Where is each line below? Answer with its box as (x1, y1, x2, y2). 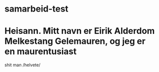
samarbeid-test (4, 3, 69, 14)
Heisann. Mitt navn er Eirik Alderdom (4, 26, 155, 37)
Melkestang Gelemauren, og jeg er (4, 36, 146, 47)
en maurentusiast (4, 46, 77, 57)
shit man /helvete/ (4, 62, 41, 68)
